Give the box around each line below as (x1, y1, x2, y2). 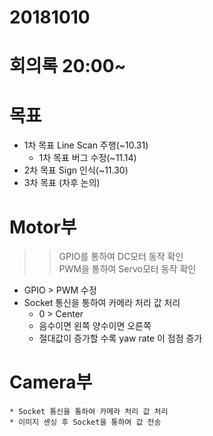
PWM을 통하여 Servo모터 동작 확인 (58, 263, 197, 275)
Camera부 (9, 371, 93, 394)
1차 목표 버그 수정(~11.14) (38, 152, 137, 164)
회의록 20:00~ (9, 55, 127, 78)
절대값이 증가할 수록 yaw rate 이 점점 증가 (38, 332, 203, 345)
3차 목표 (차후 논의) (23, 177, 101, 189)
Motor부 (9, 216, 77, 238)
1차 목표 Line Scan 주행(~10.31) (23, 139, 149, 151)
